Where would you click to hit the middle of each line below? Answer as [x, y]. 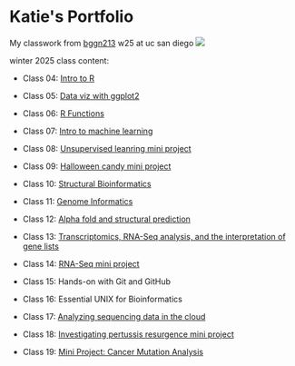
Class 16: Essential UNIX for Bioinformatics [103, 299]
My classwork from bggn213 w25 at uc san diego [102, 43]
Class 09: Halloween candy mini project [97, 166]
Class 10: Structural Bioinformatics [87, 183]
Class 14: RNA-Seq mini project [81, 263]
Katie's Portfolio [72, 17]
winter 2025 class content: [59, 60]
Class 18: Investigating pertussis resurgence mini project [128, 334]
